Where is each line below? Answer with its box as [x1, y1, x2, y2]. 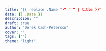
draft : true [5, 20, 29, 26]
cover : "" [5, 30, 25, 34]
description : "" [5, 16, 38, 21]
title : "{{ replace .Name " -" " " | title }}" [5, 7, 102, 12]
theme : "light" [5, 39, 36, 44]
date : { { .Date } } [5, 12, 42, 17]
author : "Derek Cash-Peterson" [5, 25, 69, 30]
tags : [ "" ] [5, 34, 27, 39]
